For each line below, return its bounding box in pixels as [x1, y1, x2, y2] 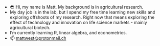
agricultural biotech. [9, 25, 50, 31]
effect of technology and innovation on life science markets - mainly [9, 19, 148, 25]
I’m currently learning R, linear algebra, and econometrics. [9, 30, 127, 35]
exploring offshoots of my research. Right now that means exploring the [9, 15, 155, 20]
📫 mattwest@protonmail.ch [9, 35, 67, 41]
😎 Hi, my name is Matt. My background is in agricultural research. [9, 4, 143, 10]
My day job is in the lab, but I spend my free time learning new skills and [9, 9, 156, 15]
